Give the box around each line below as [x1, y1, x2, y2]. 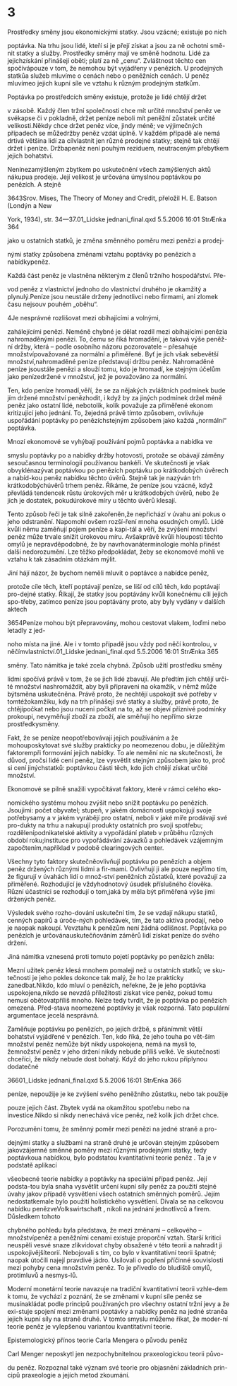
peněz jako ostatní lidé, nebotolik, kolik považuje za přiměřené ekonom [7, 401, 213, 409]
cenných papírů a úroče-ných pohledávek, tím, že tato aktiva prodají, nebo [7, 916, 224, 924]
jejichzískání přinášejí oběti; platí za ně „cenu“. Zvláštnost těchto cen [7, 56, 207, 64]
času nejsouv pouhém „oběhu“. [7, 300, 99, 308]
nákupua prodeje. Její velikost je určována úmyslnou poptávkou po [7, 173, 202, 181]
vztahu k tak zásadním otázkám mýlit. [7, 554, 117, 563]
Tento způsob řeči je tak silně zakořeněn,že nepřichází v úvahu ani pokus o [7, 510, 226, 518]
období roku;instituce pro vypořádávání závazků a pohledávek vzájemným [7, 836, 224, 844]
